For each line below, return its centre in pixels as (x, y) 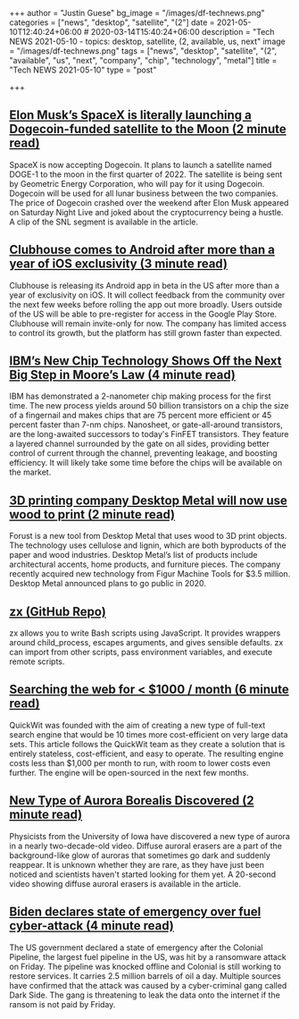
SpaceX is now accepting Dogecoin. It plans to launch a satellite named (141, 164)
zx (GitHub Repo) (58, 611)
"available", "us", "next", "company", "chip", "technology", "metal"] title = (143, 60)
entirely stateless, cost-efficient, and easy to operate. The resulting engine (146, 754)
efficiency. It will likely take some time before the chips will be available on (146, 463)
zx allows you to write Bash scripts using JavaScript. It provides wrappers (145, 633)
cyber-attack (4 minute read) (91, 926)
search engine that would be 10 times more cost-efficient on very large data (149, 734)
